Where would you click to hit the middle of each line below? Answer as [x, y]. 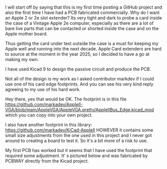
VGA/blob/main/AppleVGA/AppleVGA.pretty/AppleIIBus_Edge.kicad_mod [80, 110]
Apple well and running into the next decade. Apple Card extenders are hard [83, 49]
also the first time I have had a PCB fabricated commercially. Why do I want [83, 12]
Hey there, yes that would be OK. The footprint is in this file [66, 99]
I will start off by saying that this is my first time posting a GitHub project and [84, 7]
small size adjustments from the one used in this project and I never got [79, 135]
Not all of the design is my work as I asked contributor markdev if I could [80, 79]
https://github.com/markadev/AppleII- [44, 104]
